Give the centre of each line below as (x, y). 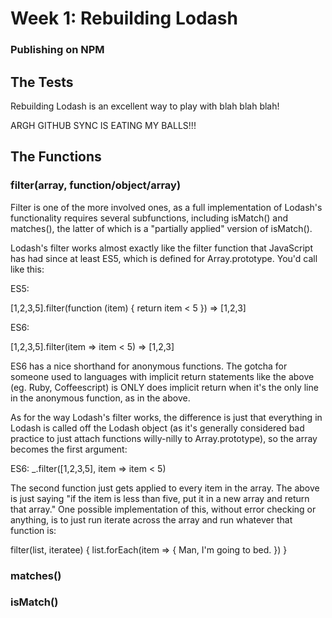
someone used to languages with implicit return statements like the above (162, 376)
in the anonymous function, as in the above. (100, 398)
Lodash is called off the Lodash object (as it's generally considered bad (157, 428)
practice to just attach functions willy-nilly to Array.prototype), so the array (164, 438)
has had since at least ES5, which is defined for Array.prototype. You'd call (164, 258)
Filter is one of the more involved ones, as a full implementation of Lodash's (166, 207)
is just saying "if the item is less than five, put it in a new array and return (160, 498)
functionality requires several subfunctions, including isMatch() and (149, 218)
